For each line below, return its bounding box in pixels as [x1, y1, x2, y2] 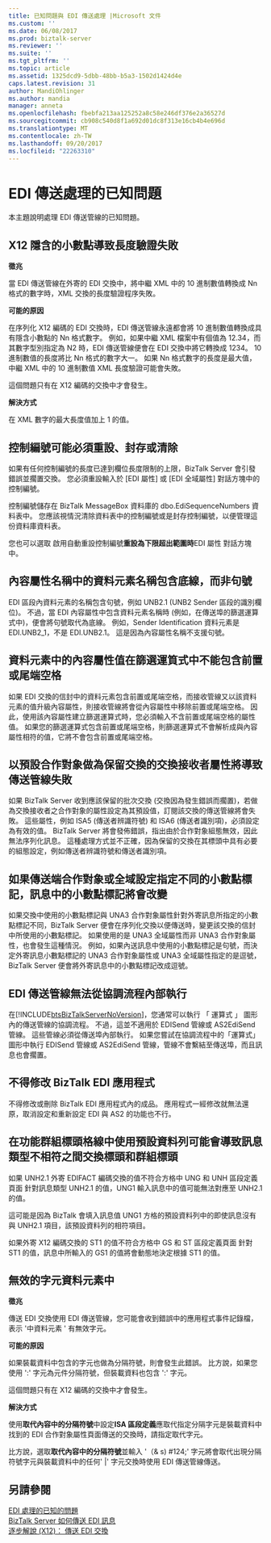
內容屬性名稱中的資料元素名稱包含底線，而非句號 [8, 574, 252, 588]
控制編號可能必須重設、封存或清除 [8, 441, 178, 455]
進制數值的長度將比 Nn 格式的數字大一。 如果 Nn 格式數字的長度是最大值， [8, 353, 256, 363]
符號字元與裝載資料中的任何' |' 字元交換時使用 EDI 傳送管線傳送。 [8, 1457, 226, 1466]
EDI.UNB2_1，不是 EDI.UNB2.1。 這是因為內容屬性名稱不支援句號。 [8, 627, 229, 637]
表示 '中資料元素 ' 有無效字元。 [8, 1323, 111, 1333]
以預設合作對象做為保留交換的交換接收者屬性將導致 [8, 757, 263, 771]
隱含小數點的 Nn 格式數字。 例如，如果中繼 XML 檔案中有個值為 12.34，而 [15, 333, 261, 343]
